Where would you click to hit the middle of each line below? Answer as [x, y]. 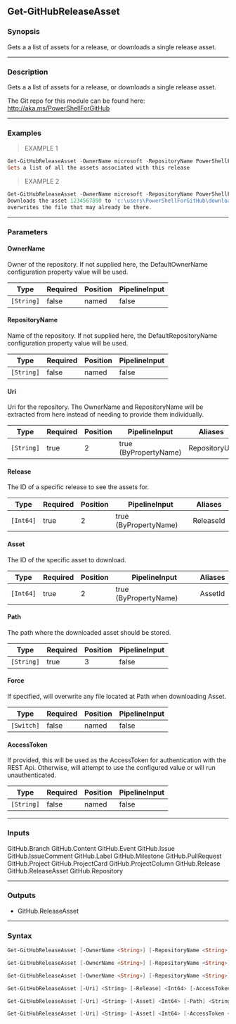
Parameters [27, 232]
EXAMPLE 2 [42, 182]
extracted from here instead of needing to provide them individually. [106, 415]
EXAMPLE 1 [41, 148]
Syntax [20, 935]
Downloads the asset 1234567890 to [59, 201]
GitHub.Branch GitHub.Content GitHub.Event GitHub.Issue [91, 848]
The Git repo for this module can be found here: [76, 101]
